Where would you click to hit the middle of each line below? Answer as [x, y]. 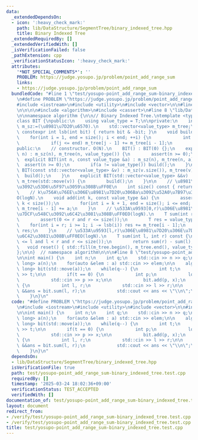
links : [25, 83]
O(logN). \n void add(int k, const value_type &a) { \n [88, 198]
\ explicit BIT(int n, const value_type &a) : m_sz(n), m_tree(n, [101, 160]
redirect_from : [25, 411]
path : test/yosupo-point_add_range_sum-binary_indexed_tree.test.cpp [98, 373]
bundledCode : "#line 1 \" [43, 94]
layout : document [27, 406]
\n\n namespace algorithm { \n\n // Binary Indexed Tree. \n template [99, 115]
